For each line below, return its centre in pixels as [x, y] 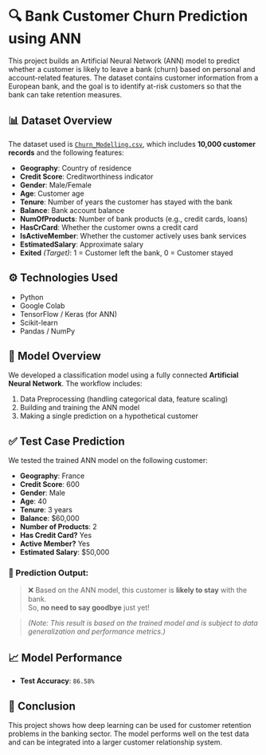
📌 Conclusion [42, 706]
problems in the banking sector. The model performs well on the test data [129, 734]
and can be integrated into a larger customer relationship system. [115, 742]
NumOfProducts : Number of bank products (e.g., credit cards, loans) [134, 219]
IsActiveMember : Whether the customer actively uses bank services [133, 235]
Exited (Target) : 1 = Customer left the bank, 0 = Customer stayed [126, 252]
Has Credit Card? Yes [56, 536]
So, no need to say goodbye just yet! [88, 607]
